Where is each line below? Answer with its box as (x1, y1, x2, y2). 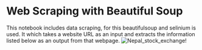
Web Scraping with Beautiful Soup (6, 4, 183, 18)
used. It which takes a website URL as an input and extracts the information (6, 30, 196, 37)
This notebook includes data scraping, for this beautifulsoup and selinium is (6, 24, 197, 31)
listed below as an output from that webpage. (6, 37, 120, 44)
